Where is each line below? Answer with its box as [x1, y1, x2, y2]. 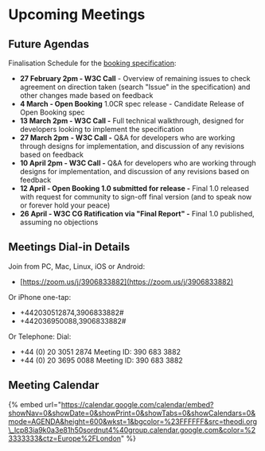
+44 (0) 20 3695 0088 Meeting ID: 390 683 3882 [19, 356, 183, 365]
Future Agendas [8, 37, 90, 51]
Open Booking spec [19, 107, 85, 117]
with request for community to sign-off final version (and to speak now [19, 192, 252, 201]
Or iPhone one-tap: [8, 292, 72, 301]
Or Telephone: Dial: [8, 332, 72, 341]
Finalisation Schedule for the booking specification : [8, 58, 177, 68]
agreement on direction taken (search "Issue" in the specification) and [19, 82, 251, 91]
